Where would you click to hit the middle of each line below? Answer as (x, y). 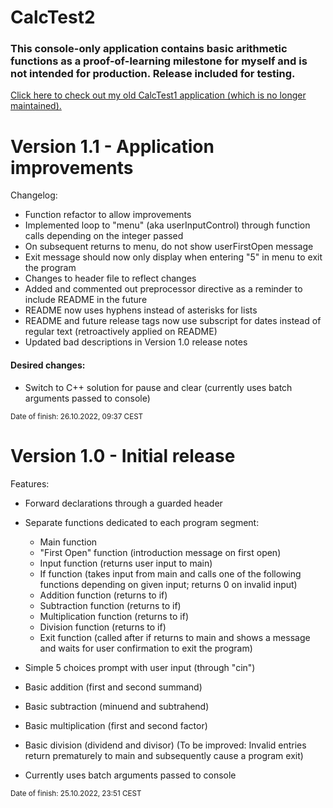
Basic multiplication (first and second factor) (116, 725)
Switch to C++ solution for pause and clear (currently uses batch (158, 387)
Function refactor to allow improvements (108, 215)
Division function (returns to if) (103, 627)
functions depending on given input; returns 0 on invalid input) (168, 584)
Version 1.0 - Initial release (123, 455)
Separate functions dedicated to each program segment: (142, 522)
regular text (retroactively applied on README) (121, 332)
